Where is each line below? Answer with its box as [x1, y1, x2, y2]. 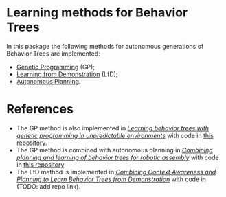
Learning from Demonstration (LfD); [16, 70, 118, 78]
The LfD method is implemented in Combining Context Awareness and [16, 167, 216, 176]
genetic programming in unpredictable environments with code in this [16, 131, 214, 139]
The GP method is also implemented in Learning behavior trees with [16, 124, 210, 132]
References [6, 102, 74, 117]
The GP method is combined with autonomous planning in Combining [16, 146, 214, 154]
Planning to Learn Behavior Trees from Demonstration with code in [16, 175, 207, 183]
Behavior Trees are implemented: [6, 49, 100, 58]
